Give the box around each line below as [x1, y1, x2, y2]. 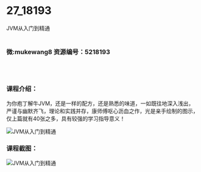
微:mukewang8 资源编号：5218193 [6, 47, 111, 56]
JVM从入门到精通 [6, 24, 51, 32]
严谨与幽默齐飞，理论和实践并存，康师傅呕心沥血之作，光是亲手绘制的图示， [6, 107, 199, 114]
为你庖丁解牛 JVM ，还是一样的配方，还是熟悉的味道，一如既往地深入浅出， [6, 100, 194, 107]
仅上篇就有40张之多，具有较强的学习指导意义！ [6, 115, 125, 122]
